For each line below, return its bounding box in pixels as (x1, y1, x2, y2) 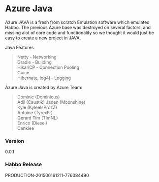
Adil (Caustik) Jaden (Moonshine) (17, 99, 86, 105)
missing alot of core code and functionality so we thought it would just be (5, 30, 154, 35)
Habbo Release (5, 161, 42, 168)
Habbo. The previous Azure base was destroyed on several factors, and (5, 24, 151, 30)
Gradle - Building (17, 59, 52, 65)
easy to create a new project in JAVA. (5, 35, 81, 41)
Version (5, 137, 25, 144)
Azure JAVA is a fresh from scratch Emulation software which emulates (5, 19, 149, 25)
